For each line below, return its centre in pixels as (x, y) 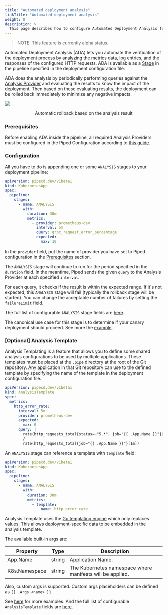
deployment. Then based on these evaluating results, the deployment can (81, 89)
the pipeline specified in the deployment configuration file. (65, 69)
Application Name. (91, 560)
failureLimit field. (24, 303)
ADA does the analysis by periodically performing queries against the (76, 78)
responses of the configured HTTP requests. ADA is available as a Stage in (82, 63)
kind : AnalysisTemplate (30, 392)
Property (27, 551)
